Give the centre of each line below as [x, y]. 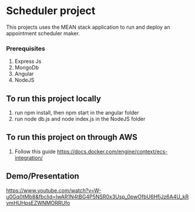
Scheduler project [51, 11]
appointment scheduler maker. [43, 33]
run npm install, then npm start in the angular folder [77, 113]
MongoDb [27, 68]
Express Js [28, 61]
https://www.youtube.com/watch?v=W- [54, 190]
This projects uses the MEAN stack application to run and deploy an [88, 27]
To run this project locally [54, 98]
